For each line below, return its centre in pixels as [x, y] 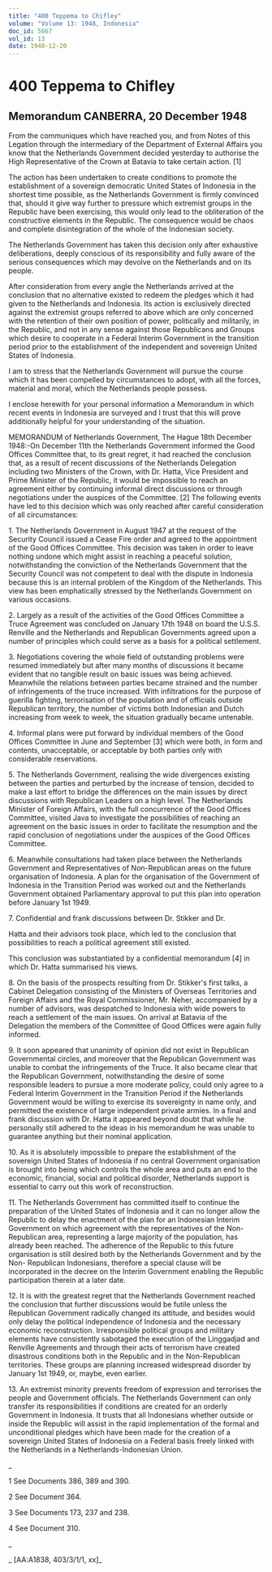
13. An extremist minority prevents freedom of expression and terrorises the [135, 1389]
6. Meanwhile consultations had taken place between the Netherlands [125, 859]
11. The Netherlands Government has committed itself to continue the [124, 1203]
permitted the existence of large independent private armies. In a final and [132, 1111]
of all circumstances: [43, 515]
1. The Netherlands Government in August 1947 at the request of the [123, 531]
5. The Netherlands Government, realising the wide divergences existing [129, 775]
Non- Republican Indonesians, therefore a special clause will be [115, 1263]
